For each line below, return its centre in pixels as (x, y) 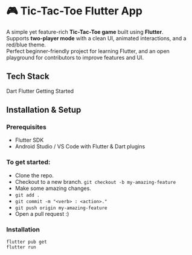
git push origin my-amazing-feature (61, 208)
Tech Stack (28, 76)
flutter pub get (27, 242)
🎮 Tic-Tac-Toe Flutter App (75, 11)
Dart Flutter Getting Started (40, 91)
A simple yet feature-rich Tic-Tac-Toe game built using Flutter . (85, 32)
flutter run (21, 247)
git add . (27, 195)
